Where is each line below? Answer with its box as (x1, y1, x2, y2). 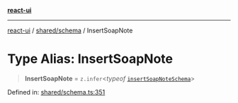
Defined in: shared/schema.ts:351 (7, 87, 106, 96)
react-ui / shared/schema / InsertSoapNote (7, 26, 133, 35)
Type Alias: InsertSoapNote (7, 51, 174, 67)
